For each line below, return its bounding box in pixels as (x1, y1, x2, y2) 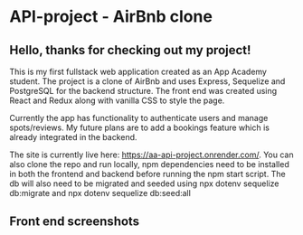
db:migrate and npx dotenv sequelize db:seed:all (9, 188, 192, 198)
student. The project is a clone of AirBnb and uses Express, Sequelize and (9, 76, 286, 87)
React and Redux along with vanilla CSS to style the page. (9, 95, 225, 106)
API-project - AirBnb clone (9, 6, 213, 27)
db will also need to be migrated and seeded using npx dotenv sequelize (9, 178, 279, 189)
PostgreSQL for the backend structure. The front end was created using (9, 86, 278, 96)
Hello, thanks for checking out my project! (9, 42, 251, 58)
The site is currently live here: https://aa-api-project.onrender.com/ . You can (9, 149, 294, 160)
